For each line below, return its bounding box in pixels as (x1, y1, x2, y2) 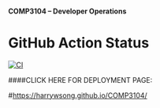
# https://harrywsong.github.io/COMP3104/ (8, 91, 147, 100)
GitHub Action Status (8, 34, 150, 51)
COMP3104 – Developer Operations (8, 6, 127, 16)
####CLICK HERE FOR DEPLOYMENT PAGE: (8, 75, 153, 84)
